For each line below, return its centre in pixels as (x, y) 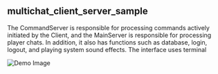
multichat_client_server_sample (78, 11)
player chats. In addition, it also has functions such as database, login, (107, 42)
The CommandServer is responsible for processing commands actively (108, 27)
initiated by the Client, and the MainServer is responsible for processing (109, 35)
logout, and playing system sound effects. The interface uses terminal (107, 49)
